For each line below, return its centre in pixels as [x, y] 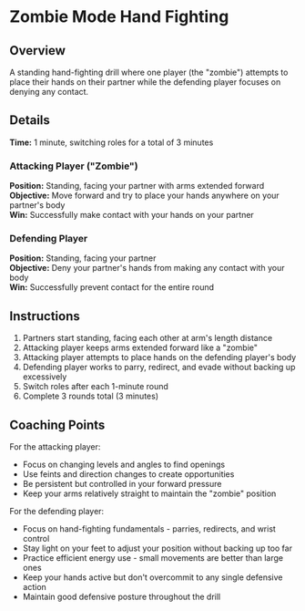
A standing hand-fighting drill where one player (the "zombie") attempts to [149, 72]
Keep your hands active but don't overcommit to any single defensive [152, 577]
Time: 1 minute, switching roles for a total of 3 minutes [112, 142]
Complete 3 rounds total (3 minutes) [91, 396]
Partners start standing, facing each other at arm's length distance [147, 338]
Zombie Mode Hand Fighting [119, 17]
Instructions [45, 316]
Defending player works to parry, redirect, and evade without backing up [159, 368]
